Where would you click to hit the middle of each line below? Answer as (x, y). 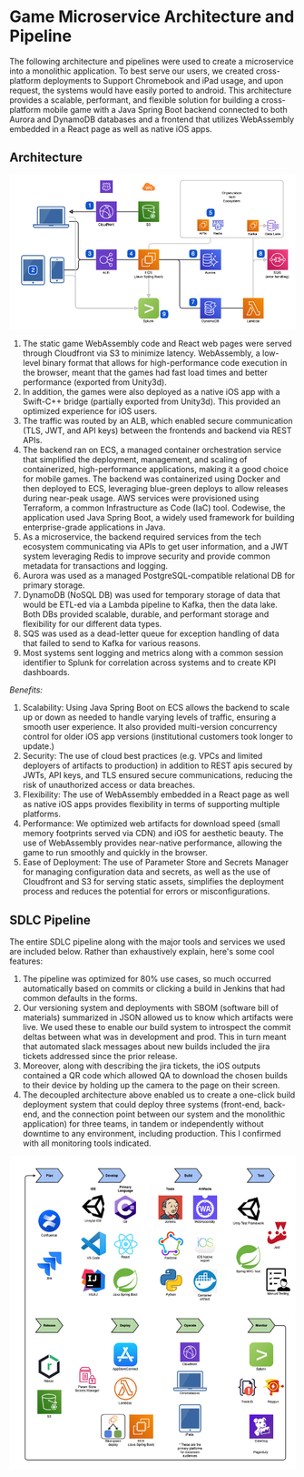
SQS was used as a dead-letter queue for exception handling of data (151, 633)
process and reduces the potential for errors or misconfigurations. (146, 891)
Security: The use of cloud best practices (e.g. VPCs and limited (142, 756)
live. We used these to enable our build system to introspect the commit (157, 1027)
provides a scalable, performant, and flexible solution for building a (135, 100)
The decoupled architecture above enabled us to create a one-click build (159, 1095)
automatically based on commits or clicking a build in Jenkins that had (154, 988)
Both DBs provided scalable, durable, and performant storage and (146, 614)
